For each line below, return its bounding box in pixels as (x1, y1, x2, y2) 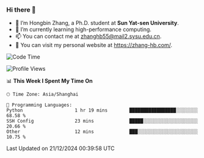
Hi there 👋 (6, 5, 37, 14)
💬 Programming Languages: (6, 102, 72, 109)
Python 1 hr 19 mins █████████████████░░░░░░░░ (6, 107, 199, 113)
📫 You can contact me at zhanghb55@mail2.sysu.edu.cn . (15, 33, 162, 40)
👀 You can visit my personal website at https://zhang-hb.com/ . (15, 41, 173, 49)
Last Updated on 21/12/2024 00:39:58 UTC (6, 145, 115, 152)
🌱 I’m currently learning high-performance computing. (15, 26, 151, 33)
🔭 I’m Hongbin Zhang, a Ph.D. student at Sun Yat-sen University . (15, 20, 179, 27)
